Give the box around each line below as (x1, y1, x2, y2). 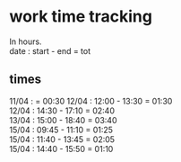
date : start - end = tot (9, 45, 91, 56)
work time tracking (9, 6, 152, 27)
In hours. (9, 36, 42, 47)
